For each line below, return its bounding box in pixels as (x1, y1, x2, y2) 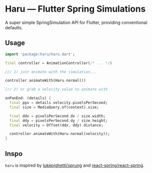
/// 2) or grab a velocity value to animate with (5, 87, 108, 92)
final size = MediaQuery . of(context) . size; (9, 105, 99, 110)
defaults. (5, 24, 23, 30)
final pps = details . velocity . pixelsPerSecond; (9, 100, 108, 105)
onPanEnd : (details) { (5, 96, 51, 101)
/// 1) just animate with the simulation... (5, 69, 97, 74)
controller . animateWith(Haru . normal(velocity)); (9, 132, 110, 136)
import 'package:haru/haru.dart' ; (5, 52, 76, 57)
